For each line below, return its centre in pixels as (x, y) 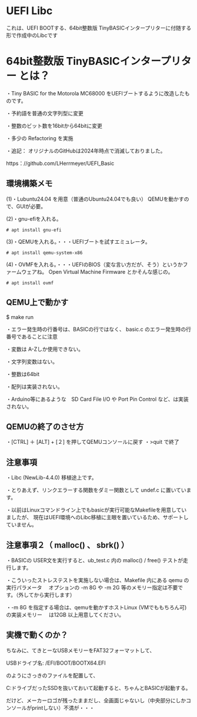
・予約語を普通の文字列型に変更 (45, 113)
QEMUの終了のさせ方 (45, 426)
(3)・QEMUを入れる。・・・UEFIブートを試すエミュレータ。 (79, 241)
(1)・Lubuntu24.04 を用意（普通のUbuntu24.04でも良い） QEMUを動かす (95, 199)
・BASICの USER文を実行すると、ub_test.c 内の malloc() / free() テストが (95, 560)
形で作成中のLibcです (32, 35)
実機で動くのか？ (37, 635)
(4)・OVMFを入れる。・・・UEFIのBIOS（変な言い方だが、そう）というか (95, 264)
